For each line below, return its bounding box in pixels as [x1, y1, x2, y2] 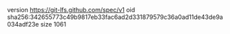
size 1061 [40, 20, 67, 28]
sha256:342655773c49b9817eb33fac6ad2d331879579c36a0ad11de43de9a [7, 13, 224, 21]
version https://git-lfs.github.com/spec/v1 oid [7, 6, 136, 14]
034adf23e [7, 20, 39, 28]
